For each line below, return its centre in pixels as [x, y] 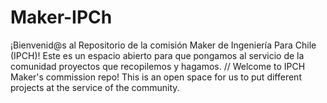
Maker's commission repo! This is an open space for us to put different [156, 77]
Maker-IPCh [61, 17]
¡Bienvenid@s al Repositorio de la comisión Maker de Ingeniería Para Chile [163, 45]
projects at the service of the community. [95, 87]
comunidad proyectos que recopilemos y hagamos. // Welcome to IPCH [158, 66]
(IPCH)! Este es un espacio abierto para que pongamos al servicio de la [157, 55]
